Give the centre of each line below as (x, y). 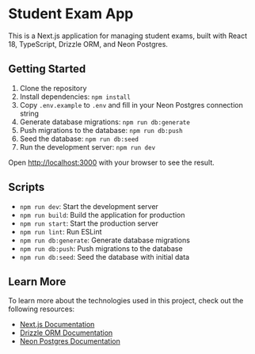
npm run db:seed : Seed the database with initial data (105, 257)
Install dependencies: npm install (75, 97)
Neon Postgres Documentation (70, 341)
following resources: (42, 309)
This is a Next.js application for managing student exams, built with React (128, 36)
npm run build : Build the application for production (102, 215)
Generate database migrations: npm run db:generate (105, 122)
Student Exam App (71, 14)
